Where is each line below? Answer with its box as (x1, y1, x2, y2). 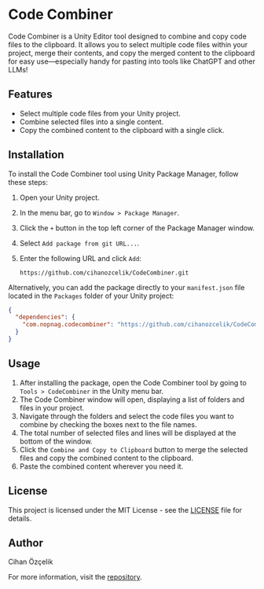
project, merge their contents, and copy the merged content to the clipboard (8, 48, 255, 57)
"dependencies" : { (15, 313, 76, 322)
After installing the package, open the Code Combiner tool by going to (19, 377, 247, 387)
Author (8, 536, 43, 550)
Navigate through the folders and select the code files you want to (19, 411, 234, 421)
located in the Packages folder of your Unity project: (8, 291, 174, 300)
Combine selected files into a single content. (19, 116, 164, 127)
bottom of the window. (19, 436, 93, 446)
